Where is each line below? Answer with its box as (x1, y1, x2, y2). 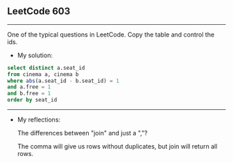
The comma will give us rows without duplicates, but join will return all (17, 142, 218, 151)
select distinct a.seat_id (7, 64, 85, 71)
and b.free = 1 (7, 90, 51, 97)
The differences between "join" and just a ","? (17, 129, 148, 137)
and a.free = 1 (7, 84, 51, 90)
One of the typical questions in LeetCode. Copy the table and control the (7, 30, 215, 39)
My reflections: (17, 115, 61, 124)
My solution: (17, 51, 53, 59)
